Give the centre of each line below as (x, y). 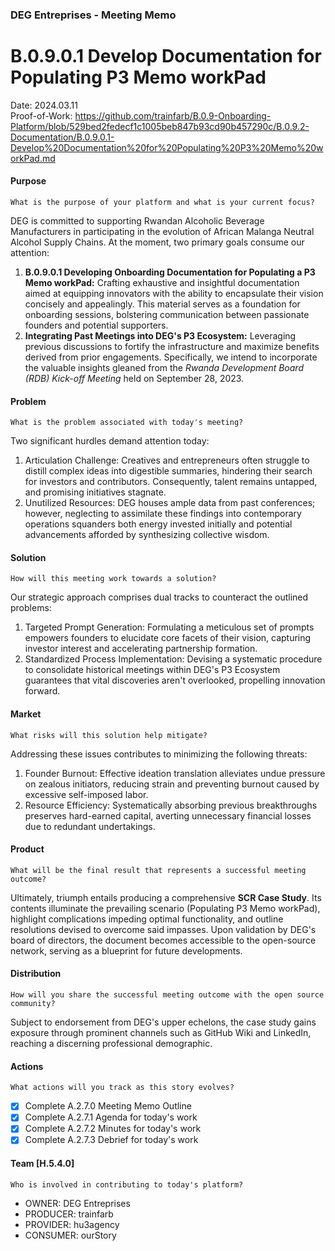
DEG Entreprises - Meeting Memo (93, 15)
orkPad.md (33, 158)
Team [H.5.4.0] (42, 1164)
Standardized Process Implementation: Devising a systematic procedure (173, 659)
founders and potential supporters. (96, 325)
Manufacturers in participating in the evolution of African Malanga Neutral (162, 232)
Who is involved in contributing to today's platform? (127, 1184)
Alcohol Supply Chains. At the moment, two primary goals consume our (157, 242)
